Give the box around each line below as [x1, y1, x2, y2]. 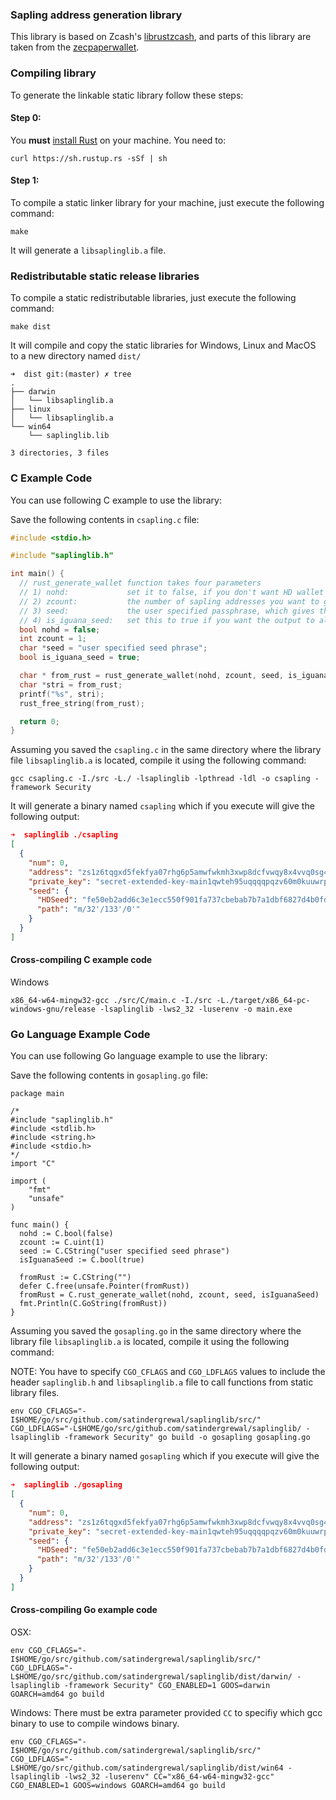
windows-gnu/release [10, 1004, 97, 1015]
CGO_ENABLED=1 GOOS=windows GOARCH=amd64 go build [10, 1781, 226, 1791]
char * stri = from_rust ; [19, 679, 123, 690]
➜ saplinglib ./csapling [10, 830, 118, 840]
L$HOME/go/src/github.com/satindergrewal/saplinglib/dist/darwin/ [10, 1672, 293, 1682]
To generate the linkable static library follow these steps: [10, 89, 244, 101]
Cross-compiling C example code [10, 954, 153, 966]
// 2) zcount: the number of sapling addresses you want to [19, 596, 320, 607]
